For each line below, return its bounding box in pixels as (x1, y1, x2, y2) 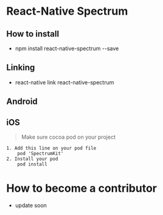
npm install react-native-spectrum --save (15, 45, 119, 52)
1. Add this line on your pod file (6, 145, 97, 151)
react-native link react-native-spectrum (15, 78, 114, 86)
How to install (6, 29, 60, 39)
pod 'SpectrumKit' (17, 151, 64, 157)
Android (6, 97, 38, 107)
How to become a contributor (6, 181, 157, 195)
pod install (17, 161, 47, 167)
